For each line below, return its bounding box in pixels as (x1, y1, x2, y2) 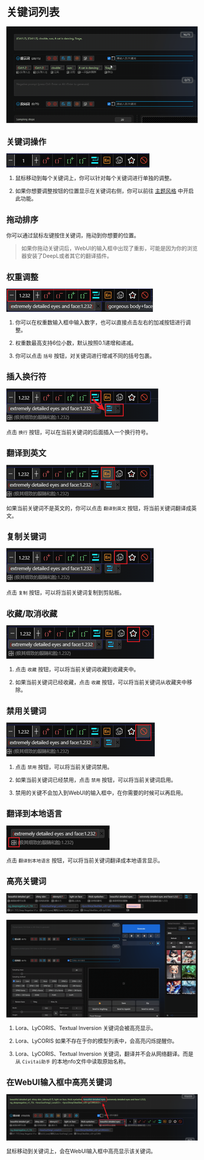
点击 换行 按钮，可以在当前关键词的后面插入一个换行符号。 (6, 428, 152, 435)
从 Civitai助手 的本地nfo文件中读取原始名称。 (15, 1057, 129, 1065)
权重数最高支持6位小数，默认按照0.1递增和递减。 (15, 339, 137, 347)
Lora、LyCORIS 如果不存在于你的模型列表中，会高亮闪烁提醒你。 (15, 1037, 178, 1044)
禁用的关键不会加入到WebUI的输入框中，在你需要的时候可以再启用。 (15, 789, 186, 796)
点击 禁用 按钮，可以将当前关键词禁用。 (15, 763, 113, 770)
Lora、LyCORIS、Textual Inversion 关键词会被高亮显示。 (15, 1024, 157, 1031)
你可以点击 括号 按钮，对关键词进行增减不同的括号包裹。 (15, 352, 155, 359)
